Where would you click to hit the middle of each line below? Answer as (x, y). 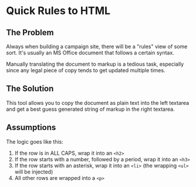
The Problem (30, 33)
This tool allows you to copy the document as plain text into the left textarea (98, 103)
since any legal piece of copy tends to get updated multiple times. (86, 70)
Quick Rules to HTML (58, 11)
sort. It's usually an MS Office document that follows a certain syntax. (90, 53)
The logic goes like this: (35, 141)
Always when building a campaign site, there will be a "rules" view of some (97, 46)
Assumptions (31, 127)
